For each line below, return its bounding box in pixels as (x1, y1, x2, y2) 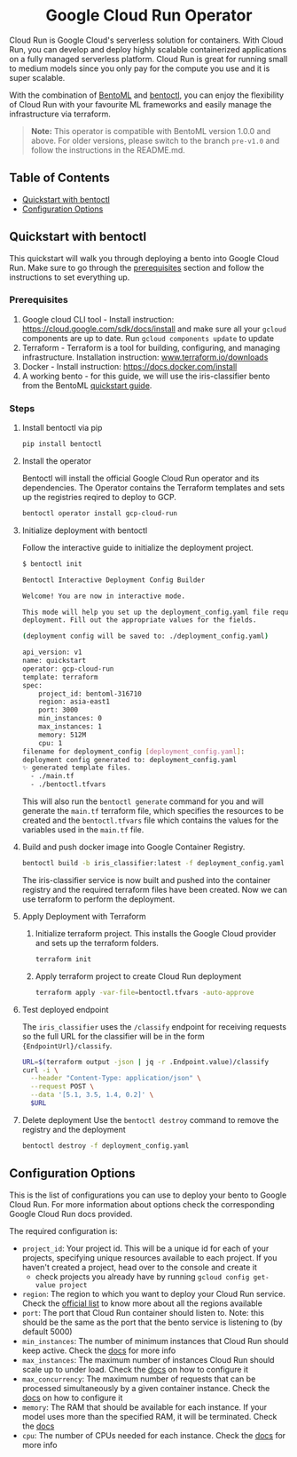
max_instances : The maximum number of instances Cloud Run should (21, 1354, 275, 1365)
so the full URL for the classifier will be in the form (21, 1031, 206, 1041)
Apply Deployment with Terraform (21, 911, 146, 921)
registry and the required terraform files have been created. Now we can (21, 884, 288, 895)
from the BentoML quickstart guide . (21, 379, 152, 391)
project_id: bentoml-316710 (38, 689, 142, 698)
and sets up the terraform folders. (35, 937, 160, 948)
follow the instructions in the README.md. (30, 144, 186, 155)
